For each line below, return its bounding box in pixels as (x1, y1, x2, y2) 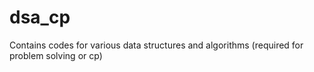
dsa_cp (9, 6, 71, 29)
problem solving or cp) (9, 49, 103, 61)
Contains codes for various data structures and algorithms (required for (9, 39, 304, 51)
